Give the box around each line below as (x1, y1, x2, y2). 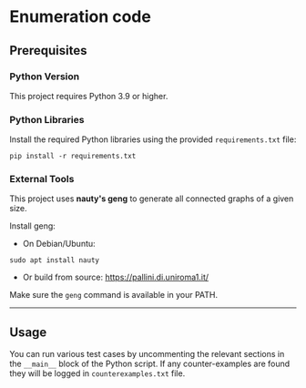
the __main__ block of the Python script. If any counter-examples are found (9, 358, 291, 370)
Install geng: (9, 220, 56, 231)
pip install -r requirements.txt (9, 152, 137, 161)
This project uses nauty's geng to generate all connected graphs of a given (9, 193, 294, 204)
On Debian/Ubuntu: (22, 239, 96, 250)
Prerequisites (9, 43, 87, 58)
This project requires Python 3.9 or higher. (9, 90, 168, 101)
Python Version (9, 70, 80, 83)
